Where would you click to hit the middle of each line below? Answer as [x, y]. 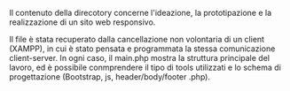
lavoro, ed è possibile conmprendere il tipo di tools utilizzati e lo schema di [145, 67]
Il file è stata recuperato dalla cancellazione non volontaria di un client [137, 39]
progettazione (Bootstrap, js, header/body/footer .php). [110, 77]
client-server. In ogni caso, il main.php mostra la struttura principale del [140, 58]
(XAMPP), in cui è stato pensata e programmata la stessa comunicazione [142, 49]
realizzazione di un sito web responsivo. [82, 22]
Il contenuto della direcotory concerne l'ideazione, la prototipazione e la [141, 13]
